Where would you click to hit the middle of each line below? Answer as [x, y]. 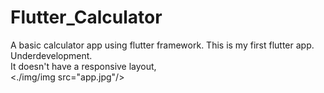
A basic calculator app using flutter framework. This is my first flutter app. [162, 45]
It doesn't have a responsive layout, [83, 66]
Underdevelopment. [51, 55]
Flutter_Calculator [86, 17]
